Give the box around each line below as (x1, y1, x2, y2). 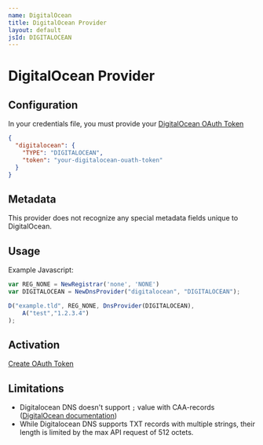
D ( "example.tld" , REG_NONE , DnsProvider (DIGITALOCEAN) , (8, 301, 195, 310)
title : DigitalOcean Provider (8, 19, 108, 27)
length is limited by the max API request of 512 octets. (19, 428, 194, 437)
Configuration (8, 98, 79, 111)
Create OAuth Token (8, 359, 75, 369)
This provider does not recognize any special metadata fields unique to (8, 213, 239, 223)
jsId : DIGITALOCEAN (8, 33, 72, 42)
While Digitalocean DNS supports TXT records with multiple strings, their (19, 419, 255, 429)
